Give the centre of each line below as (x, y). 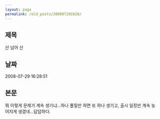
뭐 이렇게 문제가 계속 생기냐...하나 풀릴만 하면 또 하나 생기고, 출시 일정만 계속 (78, 105)
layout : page (18, 9)
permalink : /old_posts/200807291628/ (43, 14)
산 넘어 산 (14, 48)
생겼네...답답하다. (34, 111)
